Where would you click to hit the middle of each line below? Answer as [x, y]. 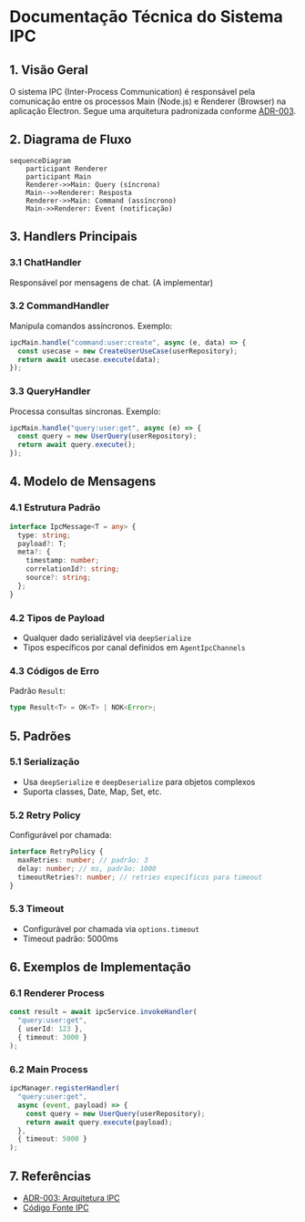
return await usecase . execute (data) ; [89, 359]
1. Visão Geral [49, 70]
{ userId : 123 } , [51, 1029]
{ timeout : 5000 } [53, 1139]
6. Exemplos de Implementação [100, 967]
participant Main [59, 176]
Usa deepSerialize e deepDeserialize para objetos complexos [139, 782]
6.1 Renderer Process [57, 993]
